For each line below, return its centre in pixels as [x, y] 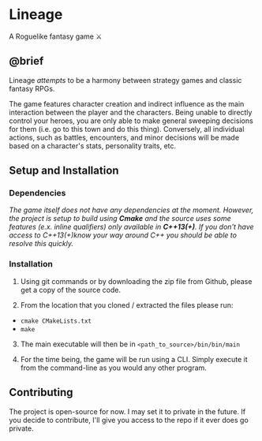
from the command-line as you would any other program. [114, 368]
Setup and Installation [64, 171]
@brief [26, 61]
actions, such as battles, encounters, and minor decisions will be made [124, 137]
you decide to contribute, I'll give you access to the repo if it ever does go [129, 420]
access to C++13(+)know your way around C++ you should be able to [123, 235]
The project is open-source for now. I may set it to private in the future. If [127, 411]
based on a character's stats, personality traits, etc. [93, 146]
